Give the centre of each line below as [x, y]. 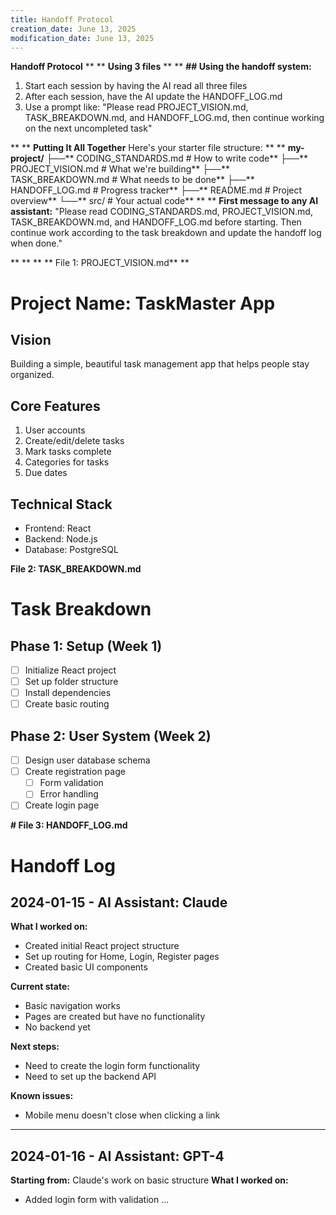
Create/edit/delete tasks [74, 441]
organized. [32, 375]
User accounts [55, 430]
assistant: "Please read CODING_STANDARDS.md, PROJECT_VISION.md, [161, 212]
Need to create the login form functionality [112, 1066]
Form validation [71, 783]
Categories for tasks [67, 462]
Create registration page [75, 772]
